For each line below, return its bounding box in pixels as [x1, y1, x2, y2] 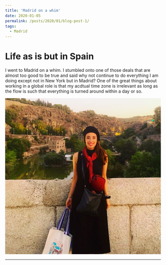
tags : [5, 24, 16, 29]
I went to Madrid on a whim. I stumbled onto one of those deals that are [5, 67, 151, 73]
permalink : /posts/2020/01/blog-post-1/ [5, 18, 90, 23]
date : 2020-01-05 [5, 13, 41, 18]
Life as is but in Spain [5, 51, 94, 62]
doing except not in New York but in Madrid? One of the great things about [5, 78, 157, 84]
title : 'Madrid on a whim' [5, 8, 61, 13]
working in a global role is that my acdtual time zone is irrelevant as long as [5, 83, 158, 89]
